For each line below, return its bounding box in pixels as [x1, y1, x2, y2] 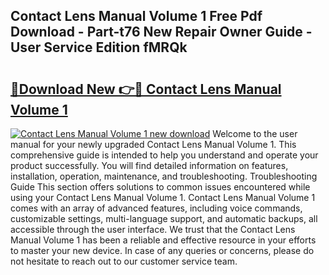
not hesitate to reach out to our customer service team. [10, 255, 238, 267]
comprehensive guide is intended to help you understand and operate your [10, 149, 319, 161]
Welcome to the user [212, 128, 298, 139]
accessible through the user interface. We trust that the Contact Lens [10, 224, 296, 235]
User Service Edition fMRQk [10, 39, 188, 56]
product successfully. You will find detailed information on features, [10, 160, 289, 171]
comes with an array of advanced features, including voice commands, [10, 202, 303, 214]
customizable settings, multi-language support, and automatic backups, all [10, 213, 318, 224]
